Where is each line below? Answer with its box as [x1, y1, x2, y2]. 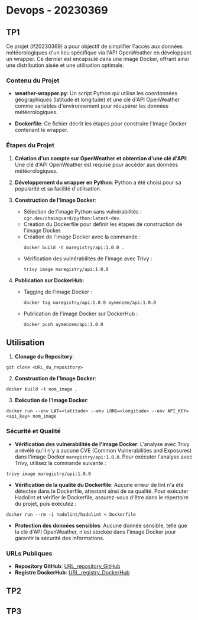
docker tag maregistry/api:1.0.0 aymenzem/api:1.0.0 [23, 299, 157, 305]
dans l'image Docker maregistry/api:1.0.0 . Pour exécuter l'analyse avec [14, 453, 193, 460]
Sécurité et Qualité [6, 427, 61, 435]
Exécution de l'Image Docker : [14, 397, 89, 404]
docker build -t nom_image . [6, 386, 78, 392]
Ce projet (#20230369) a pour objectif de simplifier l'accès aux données [6, 43, 183, 50]
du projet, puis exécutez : [14, 500, 77, 507]
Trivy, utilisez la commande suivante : [14, 459, 106, 466]
